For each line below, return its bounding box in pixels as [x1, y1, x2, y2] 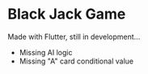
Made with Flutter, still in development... [7, 32, 141, 41]
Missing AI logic [19, 47, 73, 57]
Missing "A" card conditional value [19, 56, 134, 66]
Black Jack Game [7, 5, 126, 24]
